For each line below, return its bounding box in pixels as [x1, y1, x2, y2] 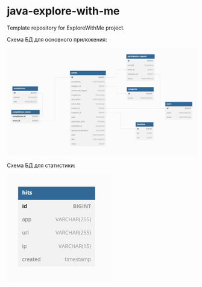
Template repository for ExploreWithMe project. [7, 24, 125, 31]
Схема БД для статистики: [7, 162, 76, 169]
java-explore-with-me [7, 4, 120, 18]
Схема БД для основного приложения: [7, 36, 107, 43]
